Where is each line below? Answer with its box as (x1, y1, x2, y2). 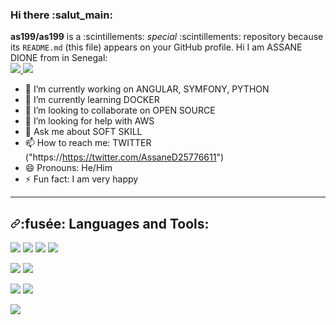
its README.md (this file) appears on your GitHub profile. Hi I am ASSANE (10, 41, 303, 53)
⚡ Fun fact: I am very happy (24, 173, 139, 185)
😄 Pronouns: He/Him (24, 162, 113, 174)
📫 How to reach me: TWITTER (24, 137, 152, 149)
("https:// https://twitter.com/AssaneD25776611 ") (24, 151, 225, 163)
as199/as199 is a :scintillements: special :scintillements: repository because (10, 31, 324, 43)
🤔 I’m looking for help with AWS (24, 115, 155, 127)
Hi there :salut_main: (10, 8, 113, 22)
